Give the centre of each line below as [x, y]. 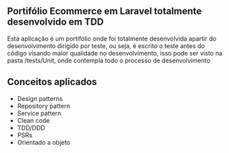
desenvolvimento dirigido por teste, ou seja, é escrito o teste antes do [106, 46]
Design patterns [40, 98]
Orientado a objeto [44, 142]
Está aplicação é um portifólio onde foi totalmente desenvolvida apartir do [112, 38]
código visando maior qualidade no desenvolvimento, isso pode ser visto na [115, 53]
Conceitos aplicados [52, 82]
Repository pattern [44, 106]
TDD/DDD [31, 128]
